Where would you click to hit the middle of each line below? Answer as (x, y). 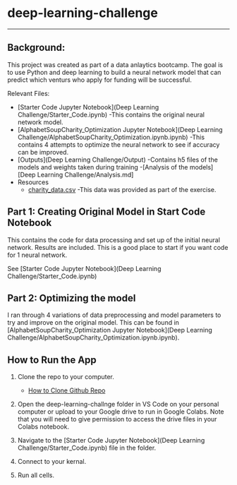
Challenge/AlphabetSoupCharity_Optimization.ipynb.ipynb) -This (111, 137)
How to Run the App (52, 360)
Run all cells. (36, 475)
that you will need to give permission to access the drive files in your (117, 419)
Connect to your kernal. (52, 462)
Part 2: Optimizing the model (72, 298)
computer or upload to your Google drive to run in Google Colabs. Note (121, 412)
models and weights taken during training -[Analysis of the (103, 167)
